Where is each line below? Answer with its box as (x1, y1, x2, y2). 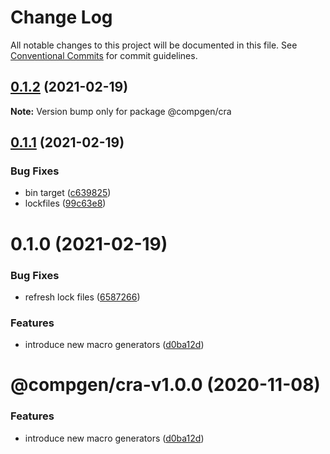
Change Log (10, 6, 113, 29)
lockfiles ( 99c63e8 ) (24, 197, 107, 210)
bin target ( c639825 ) (24, 187, 112, 199)
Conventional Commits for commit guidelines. (10, 49, 198, 61)
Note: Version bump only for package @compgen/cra (10, 105, 232, 117)
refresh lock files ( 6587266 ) (24, 291, 141, 303)
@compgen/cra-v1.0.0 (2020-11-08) (10, 374, 321, 396)
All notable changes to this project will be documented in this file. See (10, 39, 298, 51)
